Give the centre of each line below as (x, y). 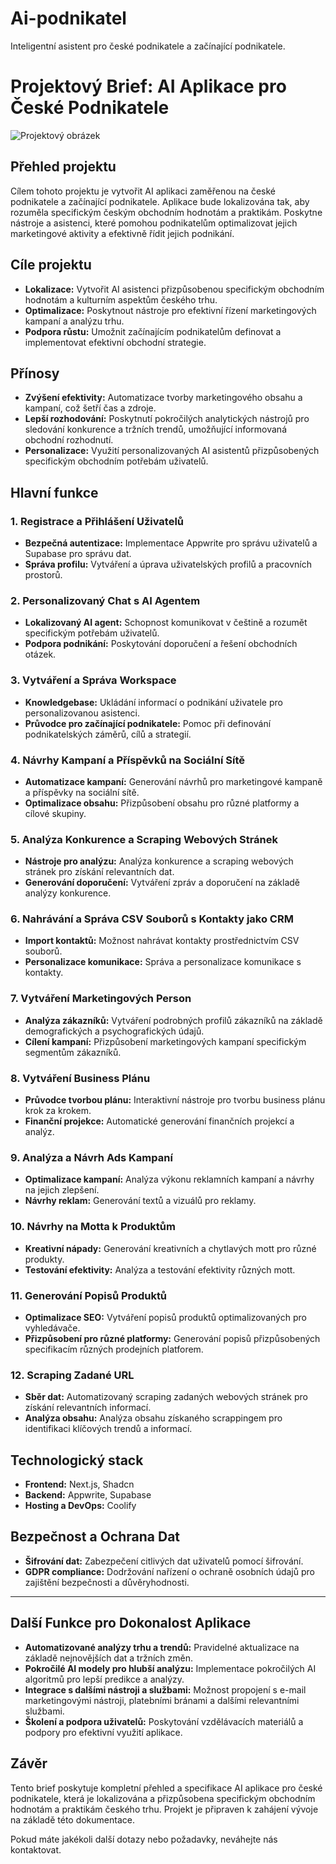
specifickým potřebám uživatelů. (92, 633)
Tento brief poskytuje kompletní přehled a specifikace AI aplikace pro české (166, 1788)
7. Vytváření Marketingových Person (101, 999)
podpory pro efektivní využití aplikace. (103, 1732)
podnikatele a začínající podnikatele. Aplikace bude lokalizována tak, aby (160, 201)
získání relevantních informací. (88, 1408)
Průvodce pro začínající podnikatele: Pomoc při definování (148, 723)
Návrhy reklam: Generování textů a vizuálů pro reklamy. (140, 1201)
